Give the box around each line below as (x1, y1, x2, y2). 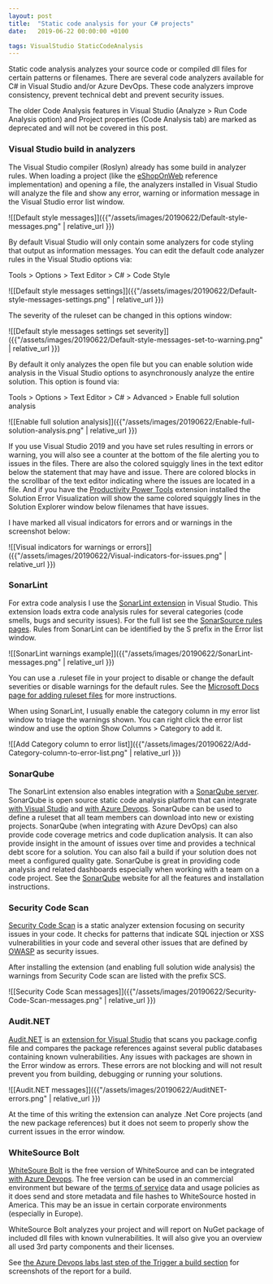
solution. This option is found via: (8, 376, 119, 386)
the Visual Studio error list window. (8, 196, 125, 206)
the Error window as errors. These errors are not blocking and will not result (8, 1060, 262, 1070)
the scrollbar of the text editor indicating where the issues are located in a (8, 476, 256, 486)
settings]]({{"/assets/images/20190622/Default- (96, 286, 258, 296)
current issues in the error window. (8, 1126, 125, 1137)
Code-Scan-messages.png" (8, 996, 103, 1005)
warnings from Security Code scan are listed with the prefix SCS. (8, 971, 227, 981)
